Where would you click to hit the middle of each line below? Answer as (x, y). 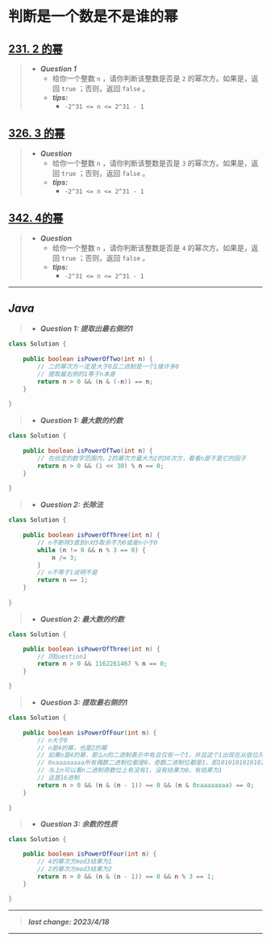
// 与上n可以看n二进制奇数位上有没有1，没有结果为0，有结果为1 (130, 770)
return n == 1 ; (63, 580)
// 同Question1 (62, 656)
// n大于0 (52, 740)
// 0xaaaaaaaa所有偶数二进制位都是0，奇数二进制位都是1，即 (127, 763)
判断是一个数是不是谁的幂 (94, 17)
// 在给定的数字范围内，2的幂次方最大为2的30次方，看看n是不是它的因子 (142, 458)
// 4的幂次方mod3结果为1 (75, 862)
